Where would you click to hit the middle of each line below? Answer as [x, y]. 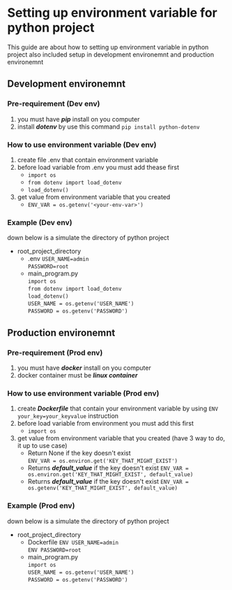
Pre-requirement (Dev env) [54, 104]
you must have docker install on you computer [84, 368]
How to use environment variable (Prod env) [83, 393]
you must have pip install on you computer [78, 119]
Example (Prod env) [41, 506]
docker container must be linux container [77, 375]
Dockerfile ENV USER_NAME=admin [73, 542]
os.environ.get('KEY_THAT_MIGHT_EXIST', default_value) [110, 475]
